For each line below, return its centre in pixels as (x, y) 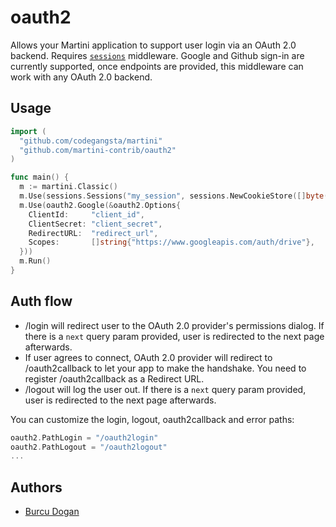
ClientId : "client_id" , (86, 214)
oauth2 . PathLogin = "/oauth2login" (84, 437)
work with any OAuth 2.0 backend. (81, 77)
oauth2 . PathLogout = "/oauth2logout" (89, 447)
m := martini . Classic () (68, 187)
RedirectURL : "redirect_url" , (93, 233)
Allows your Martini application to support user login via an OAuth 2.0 (153, 45)
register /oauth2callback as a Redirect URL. (114, 378)
